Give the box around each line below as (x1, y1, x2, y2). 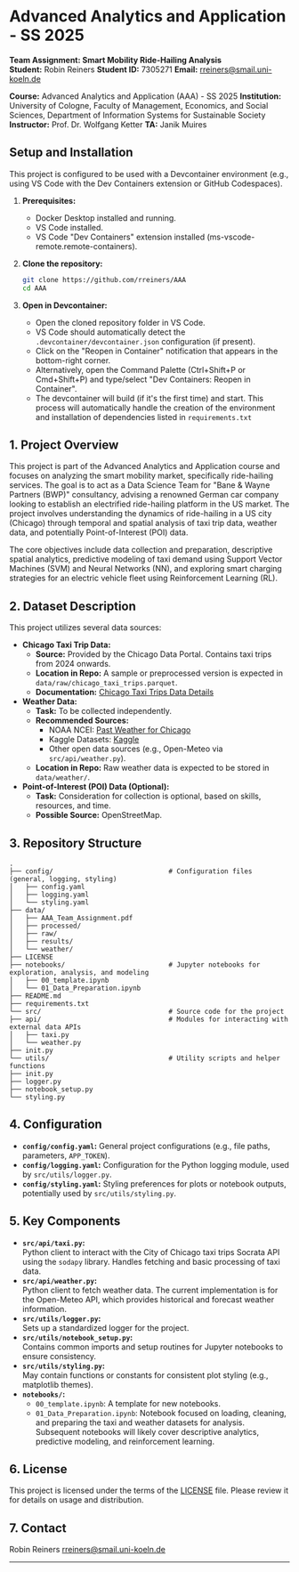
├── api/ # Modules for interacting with (9, 1015, 289, 1024)
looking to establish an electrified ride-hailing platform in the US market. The (9, 498, 290, 509)
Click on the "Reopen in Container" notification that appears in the (35, 345, 279, 356)
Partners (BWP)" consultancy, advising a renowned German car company (9, 490, 279, 500)
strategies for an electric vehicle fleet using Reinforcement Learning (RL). (9, 572, 279, 584)
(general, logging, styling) (9, 874, 117, 883)
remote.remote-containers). (35, 240, 138, 251)
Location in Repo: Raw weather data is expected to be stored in (35, 763, 270, 774)
